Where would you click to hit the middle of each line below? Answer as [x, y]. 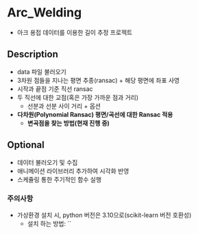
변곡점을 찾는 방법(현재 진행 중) [68, 123]
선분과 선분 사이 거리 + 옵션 [64, 106]
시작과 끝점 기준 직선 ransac [55, 89]
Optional [26, 145]
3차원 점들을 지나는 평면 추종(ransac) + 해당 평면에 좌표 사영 [98, 80]
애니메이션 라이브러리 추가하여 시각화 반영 [73, 171]
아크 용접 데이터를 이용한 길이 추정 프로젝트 [75, 32]
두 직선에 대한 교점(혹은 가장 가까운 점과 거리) [78, 97]
